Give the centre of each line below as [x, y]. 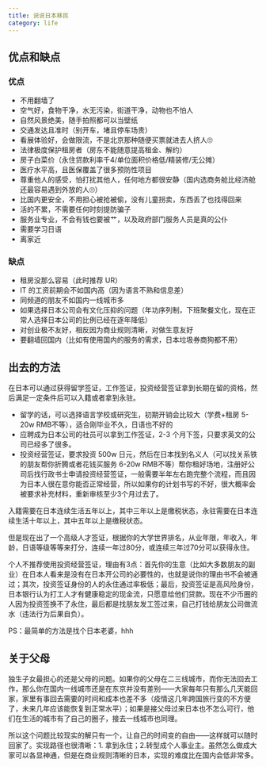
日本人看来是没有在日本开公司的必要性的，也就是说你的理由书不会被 [140, 574]
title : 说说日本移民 [38, 15]
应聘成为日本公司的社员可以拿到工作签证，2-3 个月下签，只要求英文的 [134, 435]
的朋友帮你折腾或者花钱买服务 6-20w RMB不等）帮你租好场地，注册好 [133, 464]
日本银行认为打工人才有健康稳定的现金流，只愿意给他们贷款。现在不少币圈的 [133, 594]
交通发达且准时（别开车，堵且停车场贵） [85, 130]
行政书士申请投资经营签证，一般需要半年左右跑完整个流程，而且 [145, 474]
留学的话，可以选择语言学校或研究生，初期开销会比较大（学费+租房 [129, 415]
